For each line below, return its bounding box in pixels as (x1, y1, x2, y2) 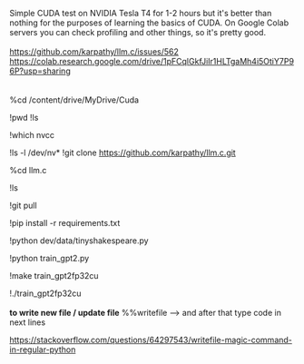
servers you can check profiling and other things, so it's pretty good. (9, 27, 266, 37)
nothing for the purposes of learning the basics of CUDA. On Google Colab (9, 17, 289, 28)
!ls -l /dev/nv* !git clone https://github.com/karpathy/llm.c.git (9, 147, 236, 158)
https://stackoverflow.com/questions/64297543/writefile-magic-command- (9, 335, 293, 345)
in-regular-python (9, 344, 76, 355)
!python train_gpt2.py (9, 253, 90, 263)
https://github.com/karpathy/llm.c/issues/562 (9, 46, 180, 57)
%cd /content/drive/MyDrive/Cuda (9, 94, 139, 105)
